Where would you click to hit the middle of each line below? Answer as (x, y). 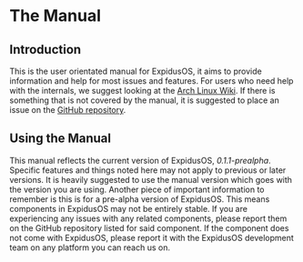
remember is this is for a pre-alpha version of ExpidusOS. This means (140, 199)
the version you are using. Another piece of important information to (137, 189)
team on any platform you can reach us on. (90, 247)
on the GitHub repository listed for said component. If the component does (149, 227)
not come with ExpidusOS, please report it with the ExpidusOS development (151, 237)
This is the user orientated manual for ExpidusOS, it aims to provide (136, 71)
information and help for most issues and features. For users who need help (151, 81)
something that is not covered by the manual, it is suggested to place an (144, 100)
